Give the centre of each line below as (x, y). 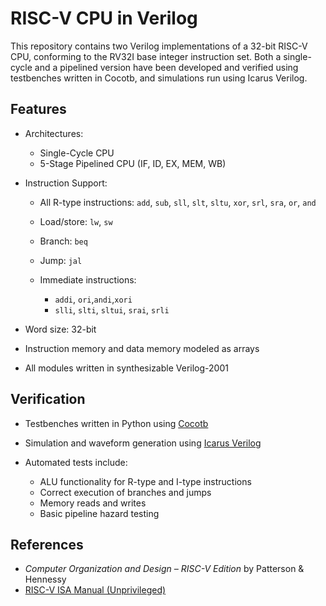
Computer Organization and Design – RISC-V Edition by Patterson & (164, 569)
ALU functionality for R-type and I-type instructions (145, 481)
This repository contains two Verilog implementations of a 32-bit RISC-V (159, 46)
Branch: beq (63, 241)
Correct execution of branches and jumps (125, 492)
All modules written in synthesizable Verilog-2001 (126, 368)
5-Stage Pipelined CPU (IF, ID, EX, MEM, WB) (133, 163)
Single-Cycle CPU (77, 153)
